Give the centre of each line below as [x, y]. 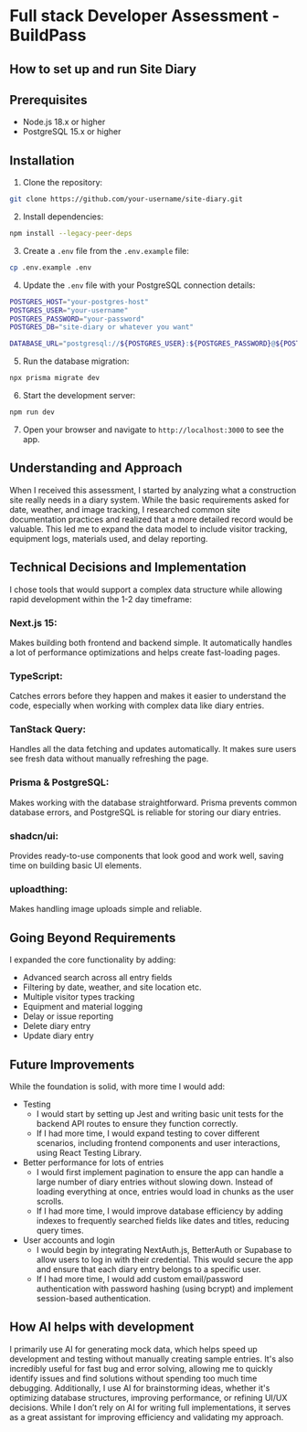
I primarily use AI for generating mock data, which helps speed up [133, 1349]
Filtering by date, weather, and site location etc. [112, 987]
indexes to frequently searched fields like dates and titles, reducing [163, 1220]
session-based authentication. [94, 1298]
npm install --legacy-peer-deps [71, 234]
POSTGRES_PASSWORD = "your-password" [77, 319]
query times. [60, 1230]
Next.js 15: [33, 622]
